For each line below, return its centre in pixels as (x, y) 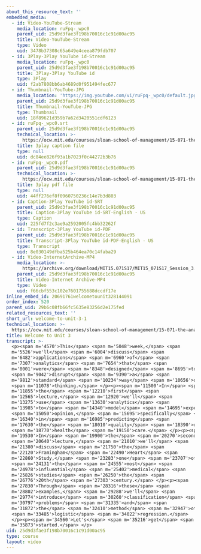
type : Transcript (39, 246)
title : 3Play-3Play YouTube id (56, 73)
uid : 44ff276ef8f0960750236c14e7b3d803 (67, 196)
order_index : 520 (28, 302)
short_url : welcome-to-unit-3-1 (46, 319)
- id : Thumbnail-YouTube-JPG (48, 90)
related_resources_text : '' (41, 313)
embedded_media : (26, 17)
